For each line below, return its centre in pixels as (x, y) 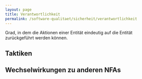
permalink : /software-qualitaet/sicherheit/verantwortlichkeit (71, 19)
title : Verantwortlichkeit (33, 14)
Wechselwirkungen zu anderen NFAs (63, 70)
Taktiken (19, 53)
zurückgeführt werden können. (36, 38)
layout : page (18, 10)
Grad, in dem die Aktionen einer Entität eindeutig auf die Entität (69, 33)
